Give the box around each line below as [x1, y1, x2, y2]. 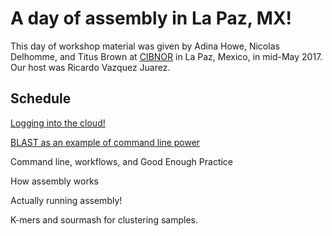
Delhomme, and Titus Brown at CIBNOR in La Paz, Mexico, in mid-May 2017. [10, 50, 323, 62]
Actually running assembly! [10, 194, 123, 206]
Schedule [10, 90, 72, 107]
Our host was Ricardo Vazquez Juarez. [10, 61, 171, 73]
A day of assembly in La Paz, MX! [10, 7, 293, 30]
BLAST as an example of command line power [10, 136, 201, 148]
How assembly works [10, 175, 100, 187]
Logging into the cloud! [10, 117, 106, 129]
